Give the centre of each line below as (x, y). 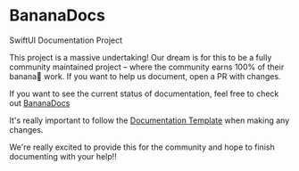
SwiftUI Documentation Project (66, 40)
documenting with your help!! (63, 156)
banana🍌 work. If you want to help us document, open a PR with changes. (145, 76)
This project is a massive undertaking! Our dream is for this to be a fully (141, 57)
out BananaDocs (40, 102)
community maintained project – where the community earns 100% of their (147, 67)
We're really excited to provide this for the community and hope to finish (142, 147)
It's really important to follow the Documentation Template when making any (149, 120)
